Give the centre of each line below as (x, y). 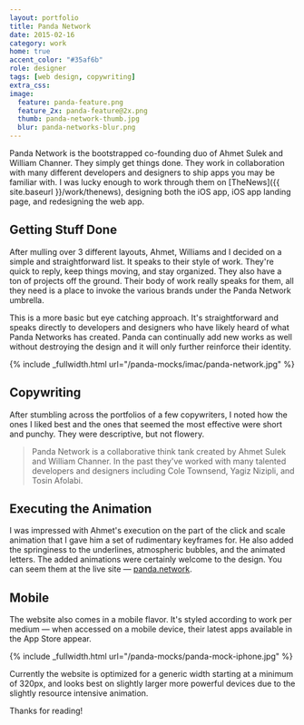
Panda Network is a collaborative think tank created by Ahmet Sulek (159, 451)
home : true (30, 52)
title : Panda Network (50, 26)
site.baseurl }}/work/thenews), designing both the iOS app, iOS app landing (151, 192)
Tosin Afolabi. (57, 480)
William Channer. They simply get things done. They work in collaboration (147, 163)
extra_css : (30, 85)
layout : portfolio (44, 18)
